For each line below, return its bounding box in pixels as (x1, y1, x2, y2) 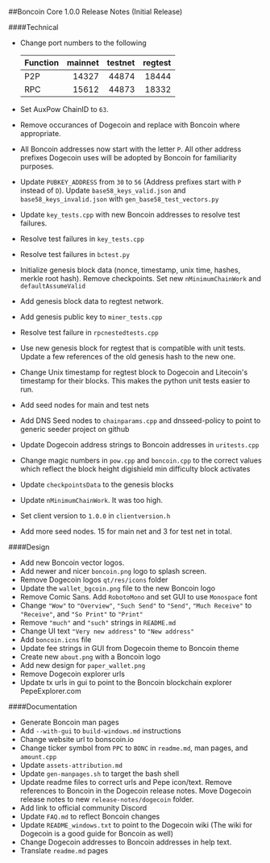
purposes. (19, 161, 55, 171)
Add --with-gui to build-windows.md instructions (19, 726, 181, 736)
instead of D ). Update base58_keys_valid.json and (19, 185, 186, 195)
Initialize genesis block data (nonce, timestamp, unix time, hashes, (19, 265, 241, 275)
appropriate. (19, 129, 62, 138)
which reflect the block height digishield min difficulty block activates (19, 464, 251, 474)
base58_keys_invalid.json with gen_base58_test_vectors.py (19, 194, 219, 204)
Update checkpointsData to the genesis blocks (19, 479, 174, 489)
